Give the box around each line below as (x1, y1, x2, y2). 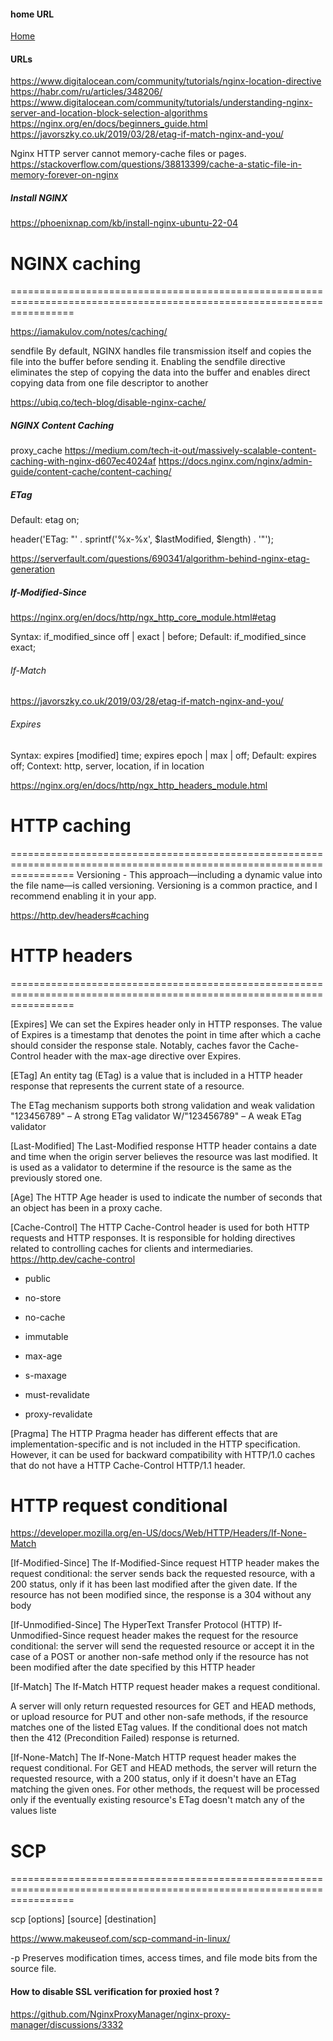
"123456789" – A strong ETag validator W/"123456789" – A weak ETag (10, 1110, 302, 1122)
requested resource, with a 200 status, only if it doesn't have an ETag (10, 1773, 297, 1785)
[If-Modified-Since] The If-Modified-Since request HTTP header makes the (10, 1557, 320, 1569)
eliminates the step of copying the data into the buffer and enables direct (10, 366, 311, 379)
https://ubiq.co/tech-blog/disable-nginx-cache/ (10, 396, 207, 409)
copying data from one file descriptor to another (10, 377, 209, 389)
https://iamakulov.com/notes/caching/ (10, 326, 168, 338)
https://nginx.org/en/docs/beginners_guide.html (10, 118, 208, 130)
